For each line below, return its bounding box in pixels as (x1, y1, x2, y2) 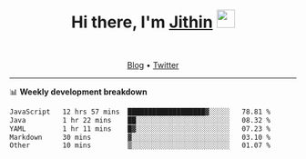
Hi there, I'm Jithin (71, 12, 213, 33)
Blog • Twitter (127, 59, 179, 70)
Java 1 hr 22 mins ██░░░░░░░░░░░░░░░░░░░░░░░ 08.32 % (9, 115, 271, 124)
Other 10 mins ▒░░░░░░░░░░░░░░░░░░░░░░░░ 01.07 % (9, 141, 271, 150)
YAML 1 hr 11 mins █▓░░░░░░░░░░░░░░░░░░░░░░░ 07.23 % (9, 124, 271, 134)
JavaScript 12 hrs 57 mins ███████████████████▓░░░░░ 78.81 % (9, 107, 271, 116)
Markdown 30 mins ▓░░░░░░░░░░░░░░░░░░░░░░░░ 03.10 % (9, 133, 271, 142)
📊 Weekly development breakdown (9, 86, 148, 97)
